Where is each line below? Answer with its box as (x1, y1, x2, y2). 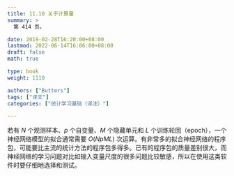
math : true (7, 55, 39, 63)
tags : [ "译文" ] (7, 94, 49, 101)
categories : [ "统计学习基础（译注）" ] (7, 100, 109, 107)
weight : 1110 (7, 74, 45, 81)
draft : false (7, 49, 45, 56)
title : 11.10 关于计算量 (7, 10, 75, 17)
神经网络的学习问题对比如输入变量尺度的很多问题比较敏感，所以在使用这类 (7, 152, 221, 161)
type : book (7, 68, 39, 75)
